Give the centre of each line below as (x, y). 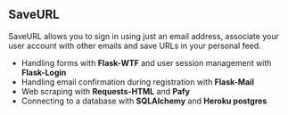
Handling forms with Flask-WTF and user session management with (146, 62)
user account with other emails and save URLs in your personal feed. (135, 45)
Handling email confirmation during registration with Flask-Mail (138, 82)
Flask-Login (44, 72)
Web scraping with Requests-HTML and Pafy (106, 91)
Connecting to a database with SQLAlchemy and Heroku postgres (144, 101)
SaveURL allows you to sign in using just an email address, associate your (144, 36)
